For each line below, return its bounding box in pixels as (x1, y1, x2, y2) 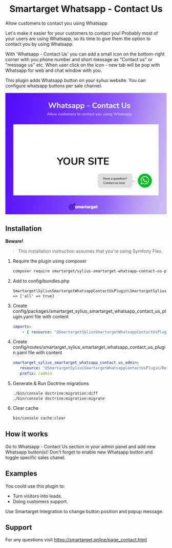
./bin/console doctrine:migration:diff (12, 391, 98, 396)
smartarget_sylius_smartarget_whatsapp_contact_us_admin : (12, 360, 139, 365)
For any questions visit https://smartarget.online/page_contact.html (5, 537, 147, 543)
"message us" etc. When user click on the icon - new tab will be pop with (5, 62, 160, 68)
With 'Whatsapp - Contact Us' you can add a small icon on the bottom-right (5, 51, 165, 57)
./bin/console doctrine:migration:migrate (12, 396, 105, 401)
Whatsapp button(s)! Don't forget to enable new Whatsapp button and (5, 449, 153, 455)
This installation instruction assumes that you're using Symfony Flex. (17, 248, 163, 254)
